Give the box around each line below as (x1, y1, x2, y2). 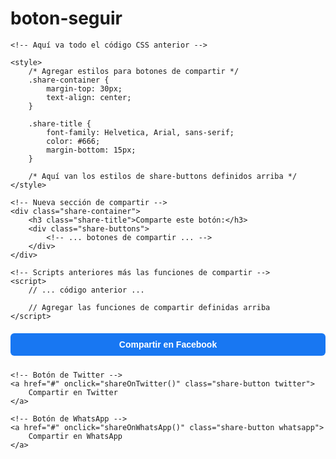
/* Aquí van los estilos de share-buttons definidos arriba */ (28, 171, 298, 181)
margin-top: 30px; (46, 83, 123, 94)
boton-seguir (10, 7, 123, 30)
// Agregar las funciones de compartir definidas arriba (28, 302, 271, 312)
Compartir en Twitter (28, 387, 118, 397)
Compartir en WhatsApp (28, 431, 123, 441)
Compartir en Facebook (118, 338, 218, 350)
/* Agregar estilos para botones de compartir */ (28, 66, 240, 76)
